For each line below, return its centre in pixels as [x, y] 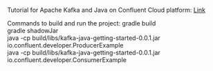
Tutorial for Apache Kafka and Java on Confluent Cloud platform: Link [106, 10]
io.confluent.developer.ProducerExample [65, 45]
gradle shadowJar [33, 31]
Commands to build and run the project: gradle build [82, 23]
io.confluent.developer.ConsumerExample [67, 60]
